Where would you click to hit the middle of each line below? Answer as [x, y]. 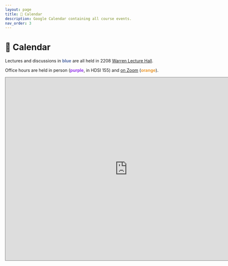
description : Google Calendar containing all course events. [68, 19]
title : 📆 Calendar [24, 14]
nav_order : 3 [18, 23]
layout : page [18, 10]
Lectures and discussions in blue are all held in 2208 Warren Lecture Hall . [79, 61]
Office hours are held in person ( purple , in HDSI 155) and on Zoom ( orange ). [82, 70]
